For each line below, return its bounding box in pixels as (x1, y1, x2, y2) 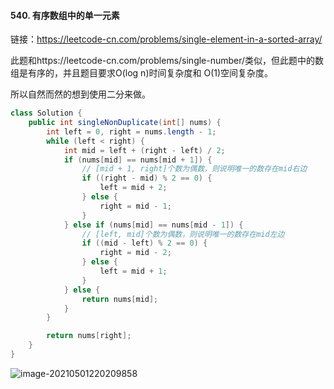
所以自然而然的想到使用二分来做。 (10, 88, 151, 100)
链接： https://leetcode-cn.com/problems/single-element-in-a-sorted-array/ (10, 33, 323, 45)
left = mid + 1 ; (99, 266, 168, 277)
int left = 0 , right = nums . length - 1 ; (46, 126, 217, 137)
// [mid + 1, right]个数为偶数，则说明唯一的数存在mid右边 (81, 164, 308, 174)
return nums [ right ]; (46, 331, 132, 341)
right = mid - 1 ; (99, 201, 172, 211)
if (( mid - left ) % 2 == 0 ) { (81, 238, 208, 249)
